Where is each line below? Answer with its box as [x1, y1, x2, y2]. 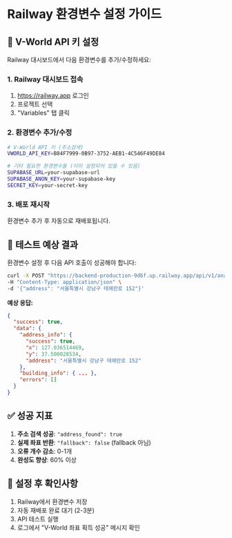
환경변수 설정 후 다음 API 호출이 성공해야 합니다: [7, 258, 137, 267]
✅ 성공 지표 [7, 410, 53, 422]
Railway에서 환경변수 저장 [17, 497, 88, 506]
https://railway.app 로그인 [17, 91, 90, 100]
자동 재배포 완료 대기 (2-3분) [17, 506, 95, 515]
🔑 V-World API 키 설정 [7, 36, 99, 48]
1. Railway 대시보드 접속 [7, 74, 84, 84]
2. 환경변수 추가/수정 [7, 128, 72, 137]
